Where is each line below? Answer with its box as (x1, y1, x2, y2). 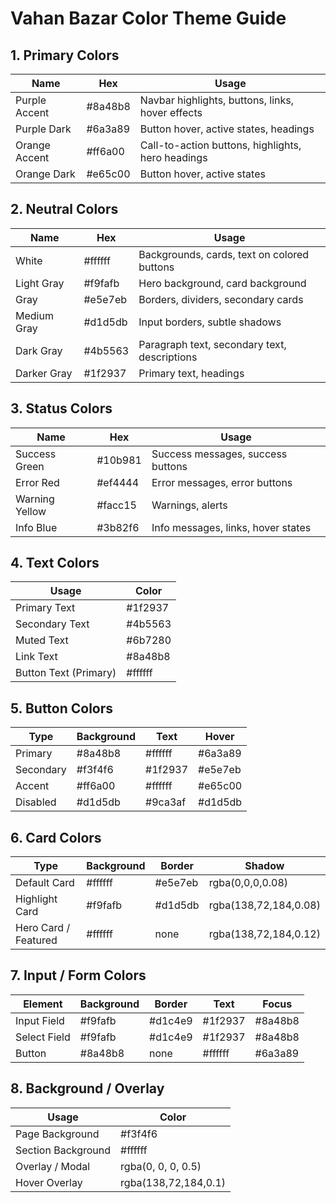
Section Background (15, 1143, 112, 1157)
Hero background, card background (138, 276, 307, 290)
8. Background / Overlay (10, 1080, 165, 1097)
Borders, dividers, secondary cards (138, 292, 304, 306)
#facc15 (96, 498, 137, 512)
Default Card (15, 876, 75, 890)
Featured (15, 933, 58, 947)
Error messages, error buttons (151, 475, 293, 489)
